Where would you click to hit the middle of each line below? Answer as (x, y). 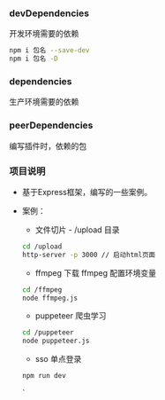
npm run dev (44, 376)
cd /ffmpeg (42, 290)
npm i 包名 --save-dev (49, 51)
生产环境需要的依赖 (44, 102)
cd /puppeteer (48, 333)
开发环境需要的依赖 (44, 34)
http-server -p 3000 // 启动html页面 (89, 255)
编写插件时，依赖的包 (48, 145)
